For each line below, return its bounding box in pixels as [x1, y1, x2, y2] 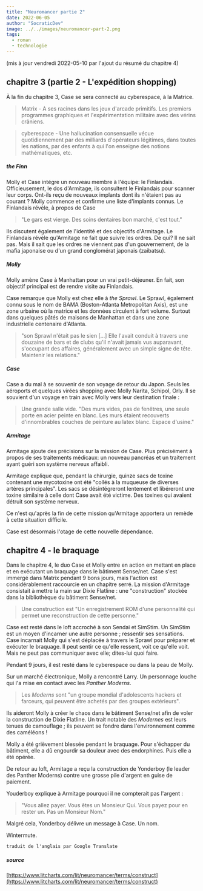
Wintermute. [6, 831, 38, 839]
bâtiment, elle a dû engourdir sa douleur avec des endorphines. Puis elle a [6, 747, 191, 754]
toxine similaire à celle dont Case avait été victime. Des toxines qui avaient [6, 491, 192, 499]
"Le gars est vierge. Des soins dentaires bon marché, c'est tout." [21, 216, 183, 223]
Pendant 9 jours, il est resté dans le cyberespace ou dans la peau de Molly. [6, 661, 194, 669]
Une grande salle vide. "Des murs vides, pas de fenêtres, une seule [21, 405, 190, 412]
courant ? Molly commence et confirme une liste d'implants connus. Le [6, 197, 184, 205]
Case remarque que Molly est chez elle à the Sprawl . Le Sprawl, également [6, 294, 194, 301]
